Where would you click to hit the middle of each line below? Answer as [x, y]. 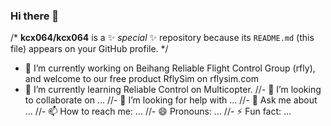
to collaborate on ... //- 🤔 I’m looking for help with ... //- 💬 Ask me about [171, 100]
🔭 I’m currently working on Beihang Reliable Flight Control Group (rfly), [170, 68]
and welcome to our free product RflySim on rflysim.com [141, 79]
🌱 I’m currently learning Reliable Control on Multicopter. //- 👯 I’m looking [173, 90]
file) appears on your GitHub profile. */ [89, 49]
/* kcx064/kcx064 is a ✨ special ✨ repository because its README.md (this [162, 38]
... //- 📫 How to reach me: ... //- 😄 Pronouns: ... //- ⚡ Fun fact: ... [158, 111]
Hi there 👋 [35, 16]
